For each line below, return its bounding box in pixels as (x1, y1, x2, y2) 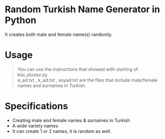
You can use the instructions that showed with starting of (17, 66, 138, 72)
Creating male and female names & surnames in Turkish (12, 117, 130, 123)
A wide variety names (12, 123, 58, 129)
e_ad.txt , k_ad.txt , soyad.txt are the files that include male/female (17, 77, 158, 83)
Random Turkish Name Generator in (5, 4, 160, 15)
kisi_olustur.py (17, 72, 48, 78)
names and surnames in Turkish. (17, 82, 87, 88)
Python (5, 14, 36, 26)
